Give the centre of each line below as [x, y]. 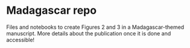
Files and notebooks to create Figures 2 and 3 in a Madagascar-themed [95, 27]
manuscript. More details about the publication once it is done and [89, 33]
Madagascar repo [52, 10]
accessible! [21, 40]
